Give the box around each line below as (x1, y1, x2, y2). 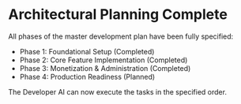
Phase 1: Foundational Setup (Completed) (19, 46, 155, 56)
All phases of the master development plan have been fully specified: (8, 32, 234, 41)
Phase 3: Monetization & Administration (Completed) (19, 63, 191, 72)
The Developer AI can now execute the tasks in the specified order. (8, 87, 228, 96)
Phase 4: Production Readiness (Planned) (19, 72, 156, 81)
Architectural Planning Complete (8, 6, 228, 24)
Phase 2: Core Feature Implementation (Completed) (19, 55, 188, 65)
